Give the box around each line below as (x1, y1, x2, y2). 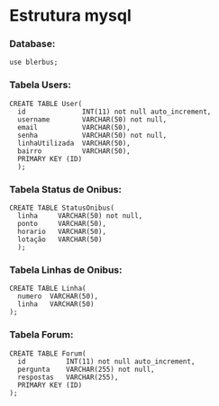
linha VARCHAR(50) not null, (17, 212, 143, 221)
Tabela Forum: (9, 329, 74, 341)
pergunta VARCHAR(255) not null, (17, 365, 155, 374)
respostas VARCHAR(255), (17, 373, 119, 382)
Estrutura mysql (9, 5, 132, 26)
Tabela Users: (9, 78, 72, 91)
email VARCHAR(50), (17, 122, 131, 131)
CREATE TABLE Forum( (9, 348, 87, 358)
